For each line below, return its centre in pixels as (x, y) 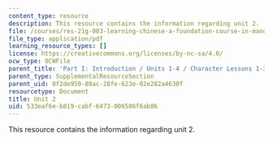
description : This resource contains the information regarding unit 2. (134, 24)
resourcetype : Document (49, 91)
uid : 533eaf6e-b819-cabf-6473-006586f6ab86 (83, 106)
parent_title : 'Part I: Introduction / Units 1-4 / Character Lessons (130, 69)
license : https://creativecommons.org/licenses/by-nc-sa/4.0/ (116, 54)
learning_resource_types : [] (58, 46)
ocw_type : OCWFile (39, 62)
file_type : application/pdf (56, 39)
